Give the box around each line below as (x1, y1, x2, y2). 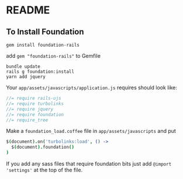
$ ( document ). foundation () (11, 144, 75, 150)
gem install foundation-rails (6, 42, 80, 48)
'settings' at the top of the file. (6, 167, 83, 173)
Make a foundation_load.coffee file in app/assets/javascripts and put (6, 128, 177, 135)
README (6, 3, 50, 17)
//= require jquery (6, 106, 54, 112)
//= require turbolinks (6, 100, 64, 107)
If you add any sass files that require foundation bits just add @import (6, 160, 172, 167)
